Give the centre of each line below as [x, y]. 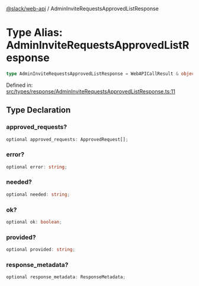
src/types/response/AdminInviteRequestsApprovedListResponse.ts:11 [91, 91]
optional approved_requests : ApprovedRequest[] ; [67, 139]
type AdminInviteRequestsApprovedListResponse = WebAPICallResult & [92, 74]
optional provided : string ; [41, 250]
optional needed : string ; [38, 194]
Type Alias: [35, 33]
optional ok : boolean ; [34, 222]
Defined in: [20, 85]
